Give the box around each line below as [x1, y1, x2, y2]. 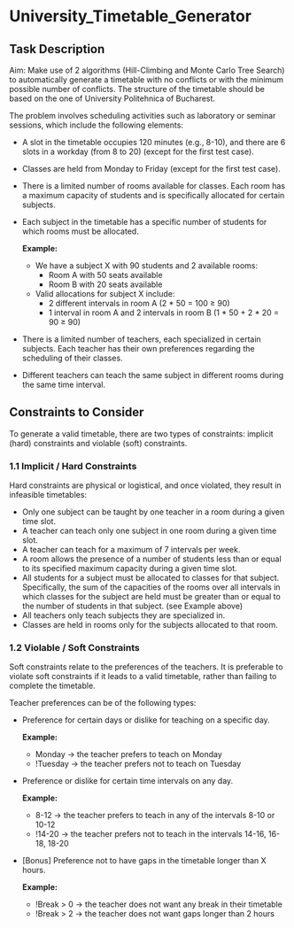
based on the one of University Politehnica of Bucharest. [9, 93, 215, 104]
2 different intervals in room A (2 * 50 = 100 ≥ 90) [48, 298, 230, 308]
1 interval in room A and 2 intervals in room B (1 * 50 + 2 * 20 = [48, 307, 279, 318]
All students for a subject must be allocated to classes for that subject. [21, 573, 280, 584]
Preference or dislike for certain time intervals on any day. [21, 776, 234, 786]
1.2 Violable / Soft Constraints [9, 642, 140, 654]
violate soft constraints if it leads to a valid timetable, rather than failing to [9, 671, 277, 682]
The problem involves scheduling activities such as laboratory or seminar [9, 111, 276, 120]
